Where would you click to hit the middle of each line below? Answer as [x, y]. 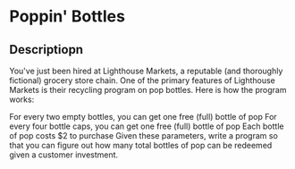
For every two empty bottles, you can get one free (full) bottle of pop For [143, 117]
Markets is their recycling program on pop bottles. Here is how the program [148, 90]
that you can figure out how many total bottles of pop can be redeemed [141, 145]
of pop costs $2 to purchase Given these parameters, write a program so [144, 135]
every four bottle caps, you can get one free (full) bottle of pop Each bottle [147, 126]
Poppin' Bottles [67, 17]
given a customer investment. [64, 155]
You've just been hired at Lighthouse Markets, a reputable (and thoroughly [146, 71]
